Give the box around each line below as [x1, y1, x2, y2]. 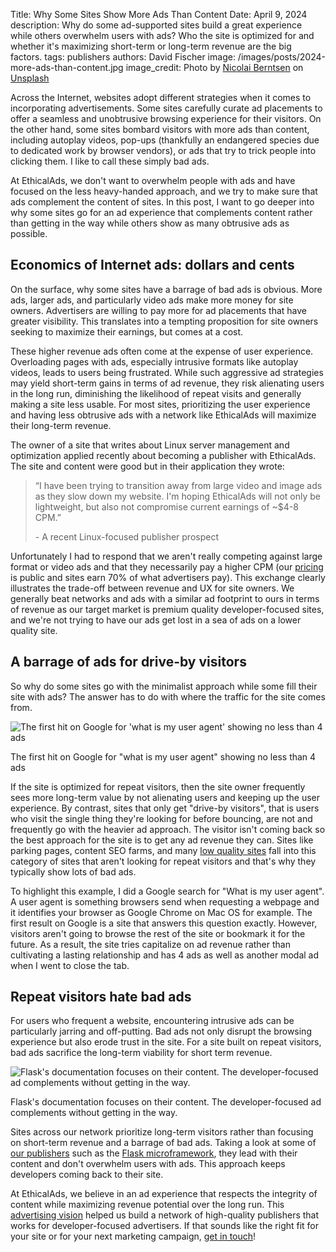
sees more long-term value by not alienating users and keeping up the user [10, 791, 321, 803]
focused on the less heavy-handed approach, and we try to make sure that [10, 185, 318, 197]
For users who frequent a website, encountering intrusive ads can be [10, 1015, 295, 1027]
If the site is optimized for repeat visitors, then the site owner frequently [10, 780, 306, 793]
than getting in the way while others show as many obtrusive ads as [10, 217, 290, 229]
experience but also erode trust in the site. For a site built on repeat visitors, [10, 1036, 322, 1048]
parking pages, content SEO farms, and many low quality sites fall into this [10, 844, 317, 856]
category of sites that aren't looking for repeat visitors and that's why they [10, 855, 317, 867]
